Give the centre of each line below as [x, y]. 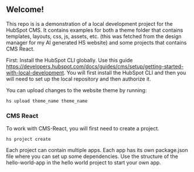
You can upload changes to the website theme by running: [76, 90]
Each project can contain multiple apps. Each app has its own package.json [97, 150]
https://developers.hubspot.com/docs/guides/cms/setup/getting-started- [95, 66]
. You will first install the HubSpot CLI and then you [125, 72]
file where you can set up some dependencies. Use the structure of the [92, 156]
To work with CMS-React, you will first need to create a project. [83, 129]
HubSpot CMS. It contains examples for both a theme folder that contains [95, 30]
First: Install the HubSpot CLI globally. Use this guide [69, 60]
